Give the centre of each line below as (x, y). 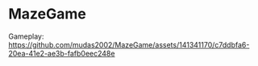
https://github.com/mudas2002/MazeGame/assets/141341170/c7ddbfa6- (129, 44)
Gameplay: (26, 36)
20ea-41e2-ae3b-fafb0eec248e (62, 53)
